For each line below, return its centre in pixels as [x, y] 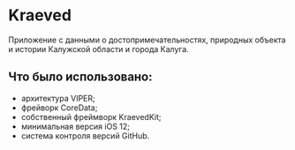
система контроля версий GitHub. [85, 135]
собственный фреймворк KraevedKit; [91, 116]
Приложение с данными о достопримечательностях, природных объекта [147, 40]
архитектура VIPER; [58, 98]
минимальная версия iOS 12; [75, 126]
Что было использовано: [80, 77]
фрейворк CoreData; [59, 108]
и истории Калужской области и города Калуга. [98, 49]
